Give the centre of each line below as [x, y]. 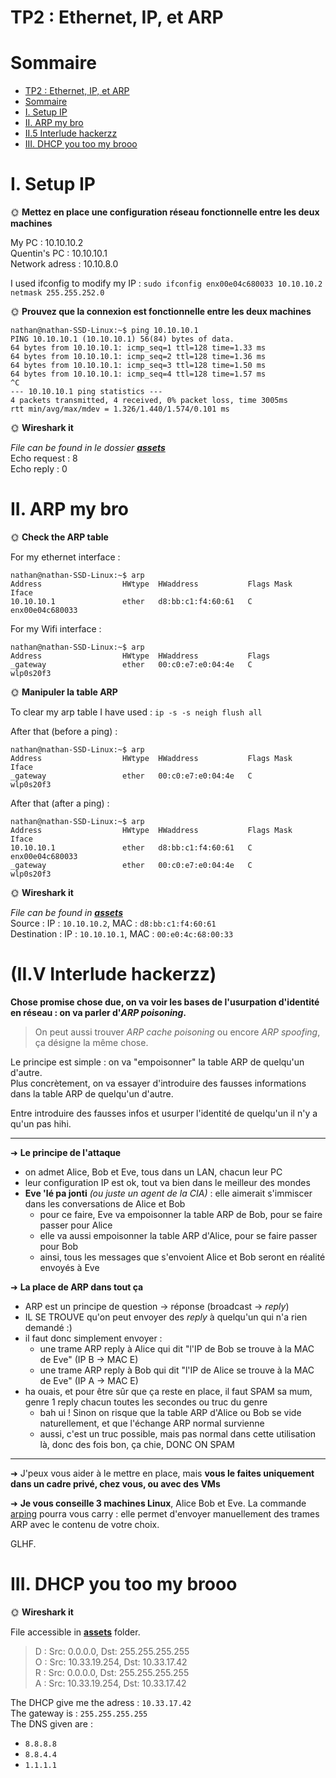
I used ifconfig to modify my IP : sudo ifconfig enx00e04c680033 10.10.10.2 [166, 283]
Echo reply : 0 [39, 469]
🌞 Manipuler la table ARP [64, 692]
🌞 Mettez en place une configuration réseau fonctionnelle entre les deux [165, 212]
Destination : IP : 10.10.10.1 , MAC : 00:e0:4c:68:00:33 [122, 934]
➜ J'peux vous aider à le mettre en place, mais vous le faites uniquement [162, 1473]
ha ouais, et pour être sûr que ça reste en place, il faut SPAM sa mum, [168, 1391]
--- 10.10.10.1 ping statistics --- [86, 392]
